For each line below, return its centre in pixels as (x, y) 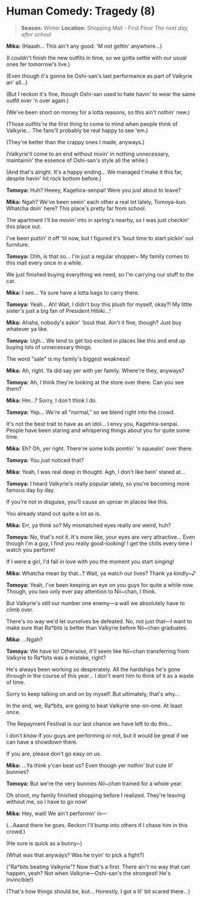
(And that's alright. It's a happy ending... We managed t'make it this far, (94, 172)
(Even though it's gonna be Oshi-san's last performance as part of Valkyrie (99, 76)
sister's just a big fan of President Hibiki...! (59, 310)
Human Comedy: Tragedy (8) (81, 11)
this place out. (24, 226)
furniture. (18, 244)
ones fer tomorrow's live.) (38, 64)
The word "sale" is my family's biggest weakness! (68, 359)
